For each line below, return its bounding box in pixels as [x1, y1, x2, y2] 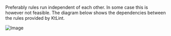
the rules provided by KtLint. [5, 15, 65, 21]
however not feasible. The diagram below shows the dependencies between [5, 10, 166, 16]
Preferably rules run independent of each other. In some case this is [5, 5, 148, 10]
